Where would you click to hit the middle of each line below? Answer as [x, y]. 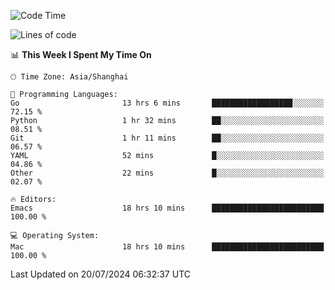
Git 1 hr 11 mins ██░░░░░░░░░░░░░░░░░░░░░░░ [167, 138]
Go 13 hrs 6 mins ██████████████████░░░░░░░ [167, 103]
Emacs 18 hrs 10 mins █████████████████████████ [167, 208]
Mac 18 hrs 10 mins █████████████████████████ [167, 247]
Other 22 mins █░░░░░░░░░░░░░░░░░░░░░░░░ [167, 173]
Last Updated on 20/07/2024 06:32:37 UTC [100, 274]
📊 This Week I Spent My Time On [81, 54]
